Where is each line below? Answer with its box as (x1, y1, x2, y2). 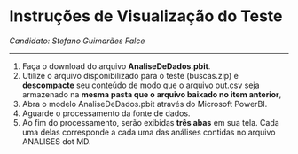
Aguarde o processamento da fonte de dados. (21, 108, 191, 119)
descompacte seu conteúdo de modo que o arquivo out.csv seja (21, 80, 260, 90)
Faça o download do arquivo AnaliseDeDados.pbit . (21, 60, 211, 72)
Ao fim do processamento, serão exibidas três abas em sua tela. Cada (21, 117, 279, 127)
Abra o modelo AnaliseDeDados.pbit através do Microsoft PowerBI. (21, 98, 268, 109)
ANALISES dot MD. (21, 135, 91, 147)
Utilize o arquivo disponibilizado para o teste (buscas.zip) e (21, 70, 239, 81)
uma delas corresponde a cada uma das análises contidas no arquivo (21, 127, 276, 137)
